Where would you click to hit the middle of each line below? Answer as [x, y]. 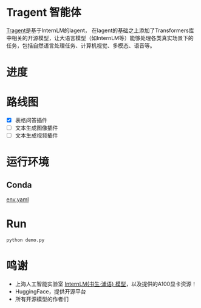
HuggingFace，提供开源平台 [50, 292]
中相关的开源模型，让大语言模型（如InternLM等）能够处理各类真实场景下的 [100, 38]
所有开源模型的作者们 [42, 299]
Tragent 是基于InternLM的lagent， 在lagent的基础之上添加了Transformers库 [100, 30]
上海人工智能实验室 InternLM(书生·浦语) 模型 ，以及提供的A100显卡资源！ [106, 284]
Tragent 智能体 [44, 12]
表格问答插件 [31, 120]
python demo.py [26, 240]
